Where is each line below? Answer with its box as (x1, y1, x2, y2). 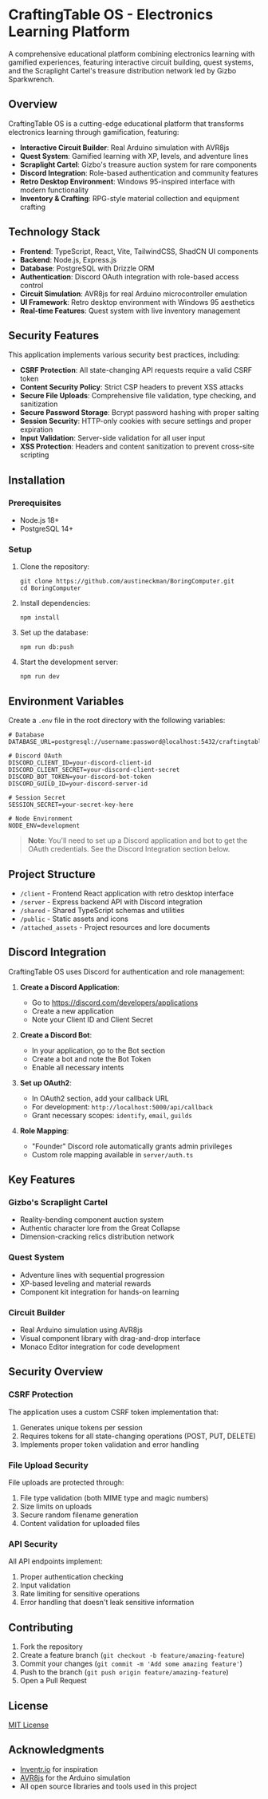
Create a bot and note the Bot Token (31, 1054, 152, 1063)
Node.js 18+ (19, 516, 60, 525)
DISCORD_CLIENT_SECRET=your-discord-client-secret (8, 766, 180, 774)
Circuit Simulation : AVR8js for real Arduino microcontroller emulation (19, 289, 247, 299)
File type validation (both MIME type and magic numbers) (19, 1493, 209, 1503)
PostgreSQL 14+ (19, 524, 74, 534)
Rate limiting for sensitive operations (19, 1589, 140, 1599)
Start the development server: (19, 657, 119, 667)
